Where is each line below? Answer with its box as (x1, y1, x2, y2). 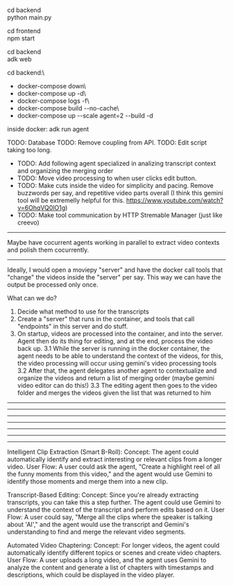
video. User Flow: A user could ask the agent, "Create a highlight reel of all (7, 462, 221, 471)
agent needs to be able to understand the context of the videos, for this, (17, 352, 223, 360)
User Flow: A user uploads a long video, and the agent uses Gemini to (7, 556, 207, 564)
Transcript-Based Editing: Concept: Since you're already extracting (7, 491, 199, 499)
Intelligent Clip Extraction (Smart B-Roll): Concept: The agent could (7, 448, 199, 456)
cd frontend (7, 27, 41, 35)
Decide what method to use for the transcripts (17, 307, 149, 316)
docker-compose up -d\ (17, 90, 87, 97)
